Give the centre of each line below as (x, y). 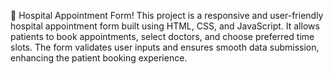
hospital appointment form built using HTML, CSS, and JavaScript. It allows (165, 26)
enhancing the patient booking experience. (99, 58)
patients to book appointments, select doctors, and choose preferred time (162, 36)
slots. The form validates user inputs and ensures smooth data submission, (165, 47)
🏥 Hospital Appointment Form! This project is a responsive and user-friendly (167, 15)
